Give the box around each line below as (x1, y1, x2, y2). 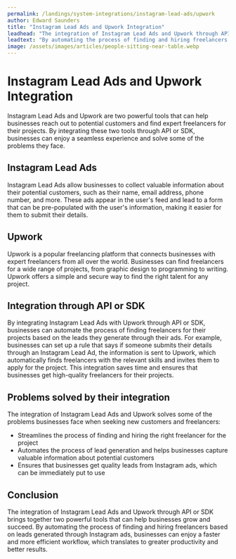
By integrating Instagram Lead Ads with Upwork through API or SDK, (7, 318, 206, 327)
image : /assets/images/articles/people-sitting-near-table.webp (7, 43, 199, 50)
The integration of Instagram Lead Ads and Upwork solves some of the (7, 410, 213, 419)
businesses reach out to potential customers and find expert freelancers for (7, 119, 226, 127)
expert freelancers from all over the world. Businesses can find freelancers (7, 257, 224, 265)
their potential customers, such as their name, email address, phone (7, 188, 204, 196)
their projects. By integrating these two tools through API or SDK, (7, 126, 195, 134)
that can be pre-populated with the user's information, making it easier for (7, 203, 222, 211)
